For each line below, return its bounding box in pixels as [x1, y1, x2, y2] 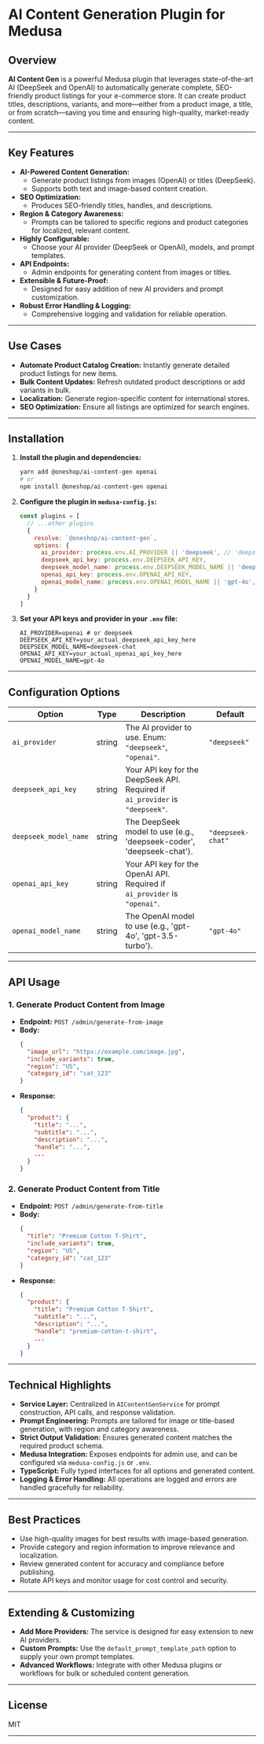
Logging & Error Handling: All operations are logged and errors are [19, 1474, 237, 1484]
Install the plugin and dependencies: [19, 453, 141, 462]
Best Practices [8, 1513, 81, 1526]
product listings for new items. [19, 368, 119, 378]
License [8, 1698, 48, 1712]
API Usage [8, 975, 60, 988]
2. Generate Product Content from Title [8, 1183, 160, 1194]
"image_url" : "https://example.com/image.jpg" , [27, 1047, 186, 1055]
